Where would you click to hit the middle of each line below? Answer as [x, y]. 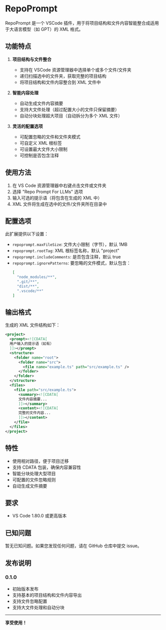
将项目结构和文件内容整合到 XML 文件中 [60, 82]
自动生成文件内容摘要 [41, 103]
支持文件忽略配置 [30, 601]
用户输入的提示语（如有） [32, 344]
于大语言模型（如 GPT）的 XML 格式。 [44, 29]
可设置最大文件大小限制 [43, 149]
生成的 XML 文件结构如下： [33, 325]
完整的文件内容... [34, 413]
